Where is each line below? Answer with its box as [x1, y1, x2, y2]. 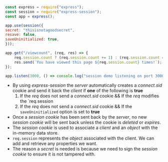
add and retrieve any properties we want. [12, 141, 97, 147]
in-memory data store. [12, 130, 59, 136]
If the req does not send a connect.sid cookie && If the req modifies [19, 93, 159, 99]
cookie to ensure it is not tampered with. [12, 151, 96, 157]
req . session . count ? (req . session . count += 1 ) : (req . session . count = [14, 55, 164, 60]
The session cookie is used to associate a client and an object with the [12, 125, 158, 131]
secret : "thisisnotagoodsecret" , [5, 27, 75, 32]
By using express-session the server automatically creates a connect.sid [12, 82, 162, 88]
